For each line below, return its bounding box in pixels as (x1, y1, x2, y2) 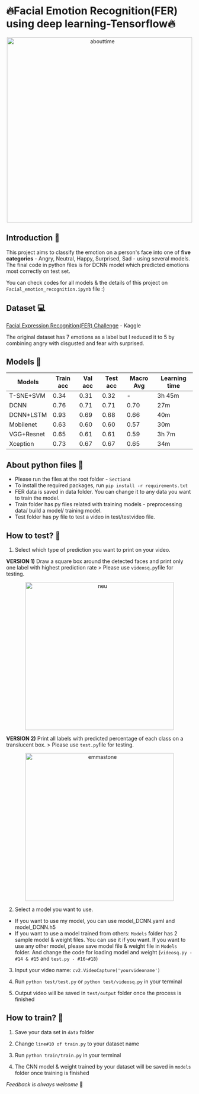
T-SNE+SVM (9, 392, 46, 400)
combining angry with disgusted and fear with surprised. (6, 339, 145, 347)
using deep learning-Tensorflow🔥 (6, 17, 176, 31)
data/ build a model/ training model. (14, 507, 102, 514)
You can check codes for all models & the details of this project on (6, 279, 168, 286)
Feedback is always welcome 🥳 (6, 1080, 84, 1087)
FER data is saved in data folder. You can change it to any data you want (14, 488, 191, 495)
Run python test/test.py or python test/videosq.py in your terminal (14, 978, 182, 985)
